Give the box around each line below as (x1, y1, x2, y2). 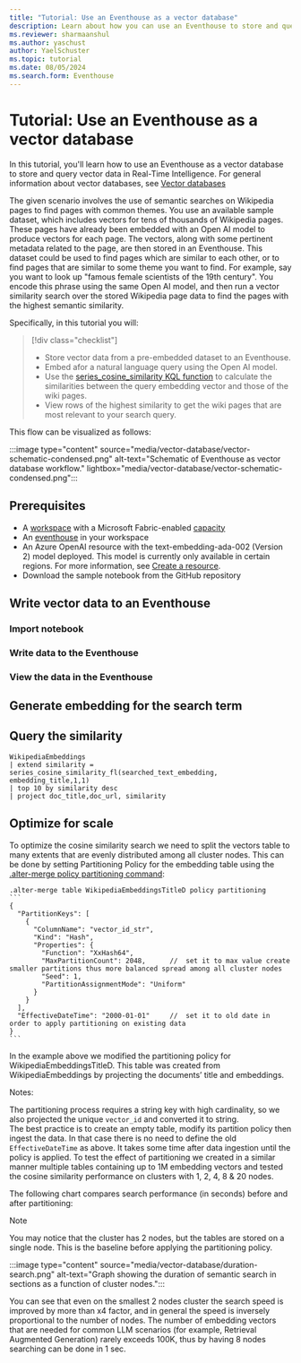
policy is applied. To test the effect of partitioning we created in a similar (9, 1152, 276, 1162)
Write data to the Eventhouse (9, 646, 139, 659)
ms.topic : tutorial (9, 55, 82, 64)
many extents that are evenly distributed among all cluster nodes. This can (9, 849, 285, 860)
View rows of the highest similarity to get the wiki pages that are (44, 400, 282, 410)
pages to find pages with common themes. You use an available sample (9, 204, 274, 215)
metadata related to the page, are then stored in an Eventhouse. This (9, 243, 262, 254)
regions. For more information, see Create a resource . (21, 560, 221, 571)
